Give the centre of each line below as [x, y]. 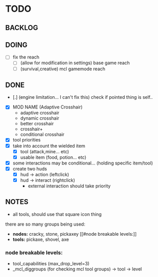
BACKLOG [22, 28]
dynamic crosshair [40, 118]
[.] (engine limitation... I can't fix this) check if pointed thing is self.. [83, 97]
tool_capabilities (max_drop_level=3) [51, 264]
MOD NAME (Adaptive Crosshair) [48, 107]
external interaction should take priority [69, 186]
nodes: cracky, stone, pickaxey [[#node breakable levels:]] [74, 234]
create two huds [30, 169]
